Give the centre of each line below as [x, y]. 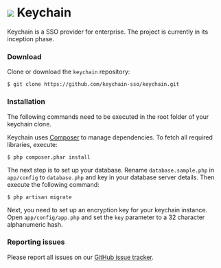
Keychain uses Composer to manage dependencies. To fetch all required [110, 137]
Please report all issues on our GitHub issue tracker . [81, 257]
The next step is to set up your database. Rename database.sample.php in [111, 170]
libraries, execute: [33, 144]
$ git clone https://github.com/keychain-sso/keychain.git [93, 85]
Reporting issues [36, 242]
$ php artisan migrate [39, 197]
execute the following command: [53, 184]
